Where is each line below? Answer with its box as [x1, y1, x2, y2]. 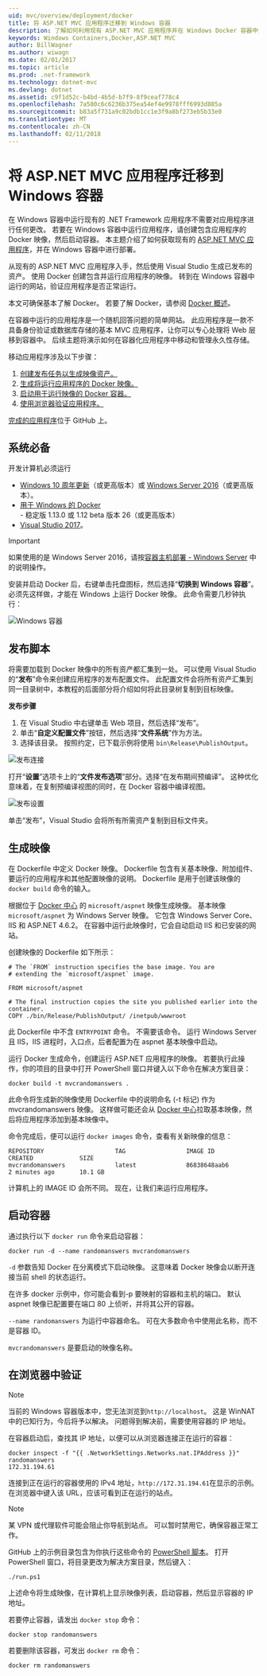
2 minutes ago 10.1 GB [8, 1168, 105, 1176]
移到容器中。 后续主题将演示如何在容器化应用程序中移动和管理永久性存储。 [8, 335, 254, 345]
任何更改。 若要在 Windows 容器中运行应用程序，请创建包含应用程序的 [14, 224, 246, 234]
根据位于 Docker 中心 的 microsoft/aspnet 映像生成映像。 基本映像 [8, 901, 226, 910]
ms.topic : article [8, 64, 69, 72]
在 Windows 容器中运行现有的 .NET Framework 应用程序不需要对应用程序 [8, 214, 248, 224]
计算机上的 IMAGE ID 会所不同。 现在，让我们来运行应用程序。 [8, 1183, 213, 1192]
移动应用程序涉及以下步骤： [8, 352, 99, 361]
